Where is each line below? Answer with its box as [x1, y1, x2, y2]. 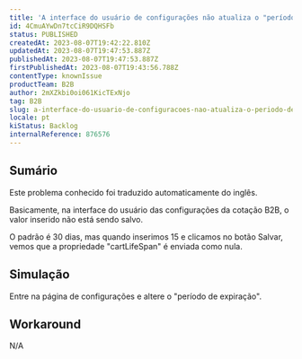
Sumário [9, 163, 58, 179]
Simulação [9, 267, 70, 283]
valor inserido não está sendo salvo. [9, 214, 144, 224]
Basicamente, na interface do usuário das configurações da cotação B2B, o [9, 204, 289, 215]
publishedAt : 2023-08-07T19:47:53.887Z [9, 55, 159, 64]
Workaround [9, 316, 82, 332]
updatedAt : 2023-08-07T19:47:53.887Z [9, 47, 151, 56]
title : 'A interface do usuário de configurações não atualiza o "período [9, 13, 296, 22]
